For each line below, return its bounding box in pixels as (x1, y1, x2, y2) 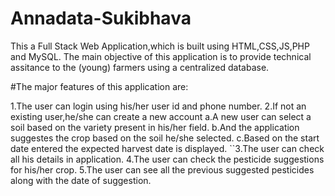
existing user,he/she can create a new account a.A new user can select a (10, 110, 312, 122)
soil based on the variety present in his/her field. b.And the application (10, 121, 300, 133)
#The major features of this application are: (10, 80, 189, 92)
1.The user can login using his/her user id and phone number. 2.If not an (10, 100, 307, 112)
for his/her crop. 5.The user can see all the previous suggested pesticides (10, 163, 315, 176)
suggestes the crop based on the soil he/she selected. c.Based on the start (10, 132, 320, 144)
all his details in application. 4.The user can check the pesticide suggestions (10, 153, 325, 165)
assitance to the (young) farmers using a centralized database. (10, 61, 270, 73)
